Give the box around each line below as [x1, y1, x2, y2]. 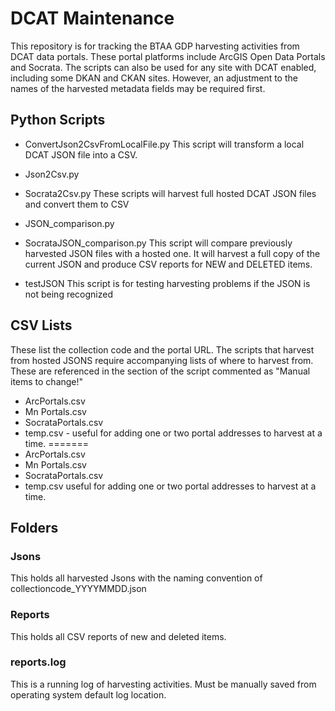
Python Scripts [10, 112, 106, 129]
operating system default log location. [10, 688, 167, 701]
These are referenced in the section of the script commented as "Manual [10, 365, 311, 377]
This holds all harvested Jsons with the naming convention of [10, 572, 263, 584]
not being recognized [24, 288, 114, 300]
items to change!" [10, 375, 84, 387]
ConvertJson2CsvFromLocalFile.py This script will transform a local [24, 138, 305, 150]
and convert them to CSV [24, 198, 130, 210]
